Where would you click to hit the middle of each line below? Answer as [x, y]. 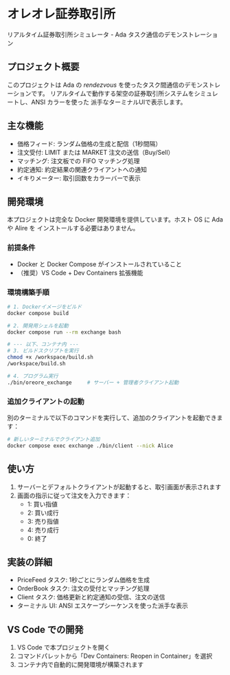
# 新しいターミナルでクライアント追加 [54, 440]
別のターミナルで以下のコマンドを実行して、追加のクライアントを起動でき [112, 418]
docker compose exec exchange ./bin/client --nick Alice [90, 446]
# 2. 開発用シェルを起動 [38, 325]
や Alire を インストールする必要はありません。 [73, 228]
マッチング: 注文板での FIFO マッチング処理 [78, 161]
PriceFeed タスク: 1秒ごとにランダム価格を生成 [83, 580]
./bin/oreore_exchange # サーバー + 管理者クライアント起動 [93, 383]
